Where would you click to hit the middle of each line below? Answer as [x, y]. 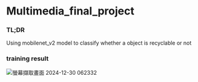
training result [28, 58]
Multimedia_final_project [70, 11]
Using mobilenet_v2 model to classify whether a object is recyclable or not [99, 43]
